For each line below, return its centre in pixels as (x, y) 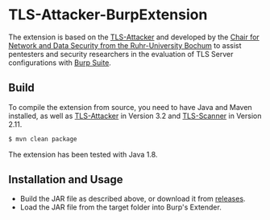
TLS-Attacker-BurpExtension (108, 15)
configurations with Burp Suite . (60, 63)
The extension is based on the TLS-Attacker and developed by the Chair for (134, 37)
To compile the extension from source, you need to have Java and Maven (130, 107)
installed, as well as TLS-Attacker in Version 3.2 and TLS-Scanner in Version (135, 116)
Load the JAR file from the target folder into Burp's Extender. (120, 207)
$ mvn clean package (43, 139)
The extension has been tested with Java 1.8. (83, 154)
